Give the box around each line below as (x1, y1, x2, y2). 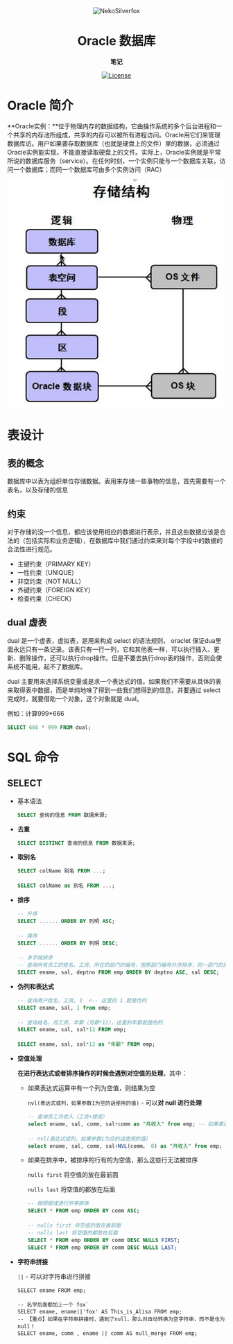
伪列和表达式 (17, 982, 54, 990)
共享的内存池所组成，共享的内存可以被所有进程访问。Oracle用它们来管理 (12, 130, 221, 139)
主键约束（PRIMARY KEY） (17, 560, 95, 568)
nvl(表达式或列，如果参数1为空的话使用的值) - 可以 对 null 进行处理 (27, 1099, 202, 1107)
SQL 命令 (7, 749, 59, 765)
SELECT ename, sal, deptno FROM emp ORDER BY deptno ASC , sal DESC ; (17, 969, 220, 976)
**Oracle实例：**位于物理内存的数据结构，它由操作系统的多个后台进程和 (7, 121, 216, 130)
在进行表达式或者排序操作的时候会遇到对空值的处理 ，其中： (17, 1069, 188, 1078)
